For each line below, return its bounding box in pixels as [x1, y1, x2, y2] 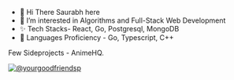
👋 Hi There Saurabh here [19, 8, 100, 16]
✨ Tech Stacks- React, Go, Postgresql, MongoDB [19, 24, 180, 33]
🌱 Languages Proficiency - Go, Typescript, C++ [19, 33, 175, 42]
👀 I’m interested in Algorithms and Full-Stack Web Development [19, 16, 226, 25]
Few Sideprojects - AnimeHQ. [8, 48, 105, 57]
